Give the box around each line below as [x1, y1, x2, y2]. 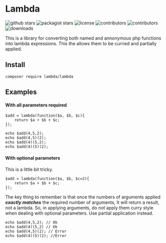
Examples [5, 88, 37, 96]
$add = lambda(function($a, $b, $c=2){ [5, 176, 90, 181]
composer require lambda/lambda [5, 74, 73, 79]
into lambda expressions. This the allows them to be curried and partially [5, 40, 157, 46]
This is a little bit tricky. [5, 166, 53, 172]
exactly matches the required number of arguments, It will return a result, [5, 199, 159, 205]
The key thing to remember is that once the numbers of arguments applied [5, 194, 161, 200]
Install [5, 60, 25, 69]
